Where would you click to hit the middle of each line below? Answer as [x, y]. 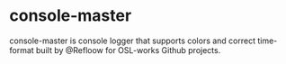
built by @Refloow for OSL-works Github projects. [128, 50]
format [22, 50]
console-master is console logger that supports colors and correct [133, 41]
